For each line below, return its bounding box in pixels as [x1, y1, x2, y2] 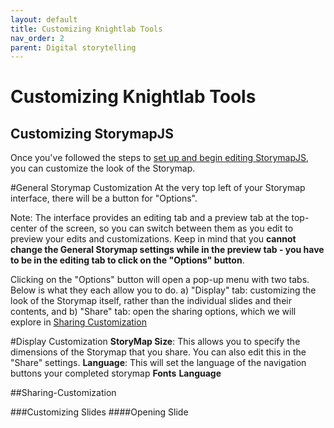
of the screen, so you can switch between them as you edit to [39, 222, 294, 235]
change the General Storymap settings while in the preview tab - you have [10, 244, 325, 256]
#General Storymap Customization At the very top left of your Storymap [10, 182, 306, 194]
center [10, 222, 38, 235]
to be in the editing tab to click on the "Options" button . [10, 254, 245, 266]
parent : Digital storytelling [10, 42, 137, 53]
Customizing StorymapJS [10, 125, 174, 142]
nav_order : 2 [10, 33, 65, 43]
